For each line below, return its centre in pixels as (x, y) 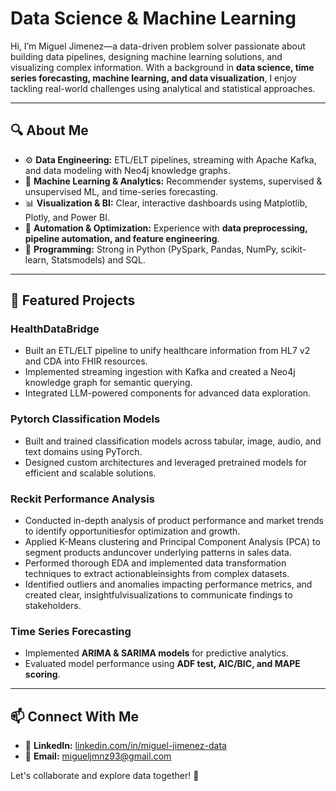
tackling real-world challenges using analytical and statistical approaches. (163, 88)
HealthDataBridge (55, 329)
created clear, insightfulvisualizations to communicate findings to (158, 595)
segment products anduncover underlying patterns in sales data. (158, 553)
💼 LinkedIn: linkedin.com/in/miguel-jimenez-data (125, 746)
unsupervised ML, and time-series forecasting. (121, 191)
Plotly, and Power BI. (67, 217)
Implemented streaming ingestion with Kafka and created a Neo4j (160, 372)
